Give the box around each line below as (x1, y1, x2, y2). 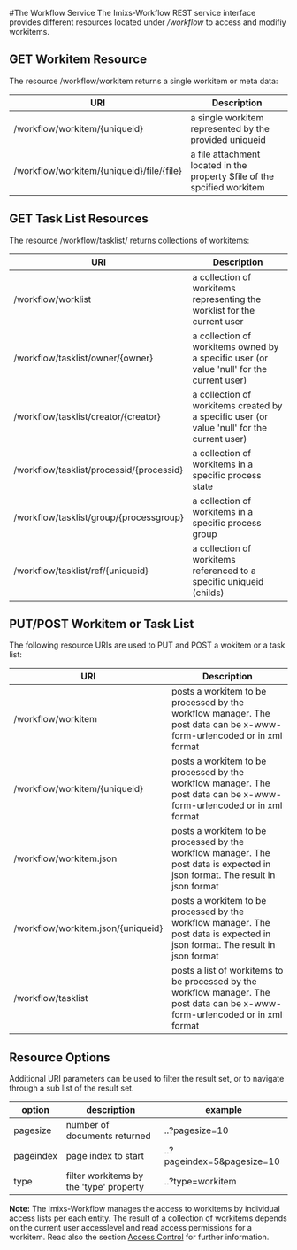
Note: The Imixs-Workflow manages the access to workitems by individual (9, 1204, 280, 1215)
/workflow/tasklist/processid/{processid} (13, 463, 184, 476)
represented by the (190, 122, 270, 135)
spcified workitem (190, 181, 265, 193)
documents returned (65, 1130, 152, 1142)
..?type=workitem (164, 1176, 237, 1188)
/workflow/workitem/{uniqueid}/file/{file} (13, 164, 183, 176)
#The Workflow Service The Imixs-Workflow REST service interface (9, 8, 256, 18)
